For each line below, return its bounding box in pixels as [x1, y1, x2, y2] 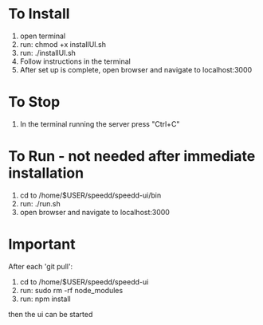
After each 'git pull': [8, 261, 73, 271]
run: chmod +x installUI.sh [19, 39, 106, 49]
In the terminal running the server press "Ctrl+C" [19, 119, 180, 128]
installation [8, 164, 84, 182]
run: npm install [19, 294, 71, 303]
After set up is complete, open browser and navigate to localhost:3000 [19, 65, 253, 74]
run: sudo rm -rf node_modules [19, 285, 124, 295]
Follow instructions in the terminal [19, 57, 131, 66]
